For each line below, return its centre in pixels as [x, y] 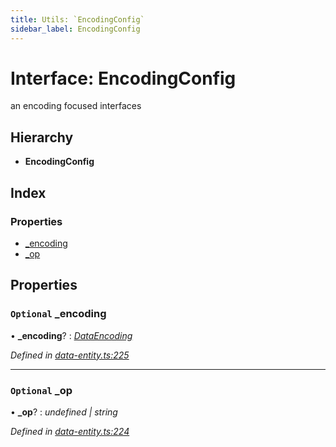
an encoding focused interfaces [76, 106]
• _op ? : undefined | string [64, 412]
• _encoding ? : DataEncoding [71, 335]
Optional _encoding [58, 314]
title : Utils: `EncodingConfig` [77, 19]
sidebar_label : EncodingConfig [75, 29]
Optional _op [41, 390]
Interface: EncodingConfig [123, 78]
